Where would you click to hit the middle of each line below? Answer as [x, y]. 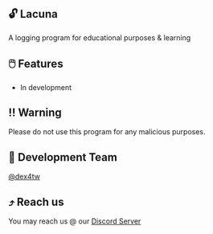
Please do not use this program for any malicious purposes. [107, 132]
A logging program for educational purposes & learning [100, 37]
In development [46, 87]
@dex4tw [24, 177]
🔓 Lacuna [33, 14]
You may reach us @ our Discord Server [75, 221]
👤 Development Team [63, 157]
